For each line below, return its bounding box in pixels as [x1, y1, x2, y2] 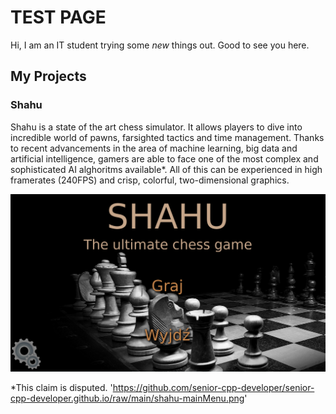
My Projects [10, 68, 87, 85]
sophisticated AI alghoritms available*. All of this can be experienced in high [10, 163, 323, 175]
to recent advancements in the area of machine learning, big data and [10, 142, 298, 154]
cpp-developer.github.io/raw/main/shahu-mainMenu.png [10, 392, 245, 404]
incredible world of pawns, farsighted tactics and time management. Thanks [10, 131, 325, 143]
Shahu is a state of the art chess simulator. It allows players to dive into [10, 121, 303, 133]
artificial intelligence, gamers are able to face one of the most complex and [10, 152, 319, 165]
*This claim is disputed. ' [10, 381, 113, 393]
